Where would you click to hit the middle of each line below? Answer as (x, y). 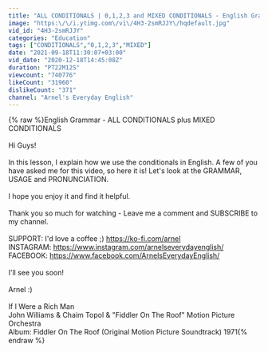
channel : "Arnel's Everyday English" (71, 97)
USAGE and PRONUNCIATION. (59, 180)
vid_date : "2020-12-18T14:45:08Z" (66, 61)
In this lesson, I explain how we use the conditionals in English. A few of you (133, 162)
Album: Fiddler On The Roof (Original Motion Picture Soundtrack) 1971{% (128, 332)
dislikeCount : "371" (43, 90)
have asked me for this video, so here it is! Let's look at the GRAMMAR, (125, 171)
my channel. (29, 222)
